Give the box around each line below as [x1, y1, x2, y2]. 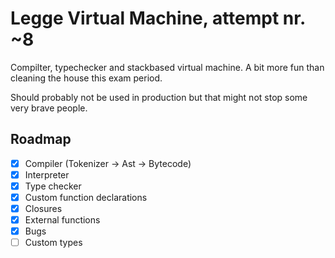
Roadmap [10, 131, 72, 148]
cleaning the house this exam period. [10, 72, 163, 84]
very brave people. [10, 102, 88, 114]
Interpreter [24, 168, 70, 181]
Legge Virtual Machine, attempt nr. [10, 7, 306, 30]
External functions [24, 214, 101, 226]
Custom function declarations [24, 191, 148, 203]
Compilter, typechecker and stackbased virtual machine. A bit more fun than [10, 61, 325, 73]
